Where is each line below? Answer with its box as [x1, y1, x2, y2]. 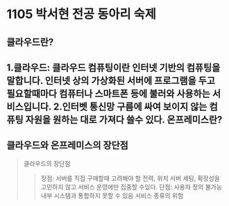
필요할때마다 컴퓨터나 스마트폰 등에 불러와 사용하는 [6, 87, 211, 99]
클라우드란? [6, 36, 54, 48]
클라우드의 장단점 [23, 159, 71, 167]
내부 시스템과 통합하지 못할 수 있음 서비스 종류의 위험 [40, 191, 184, 200]
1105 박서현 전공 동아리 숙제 [6, 6, 157, 22]
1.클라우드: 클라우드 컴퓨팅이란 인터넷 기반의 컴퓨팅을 [6, 62, 221, 74]
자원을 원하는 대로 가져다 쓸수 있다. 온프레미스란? [25, 114, 223, 126]
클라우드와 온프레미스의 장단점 [6, 139, 129, 151]
